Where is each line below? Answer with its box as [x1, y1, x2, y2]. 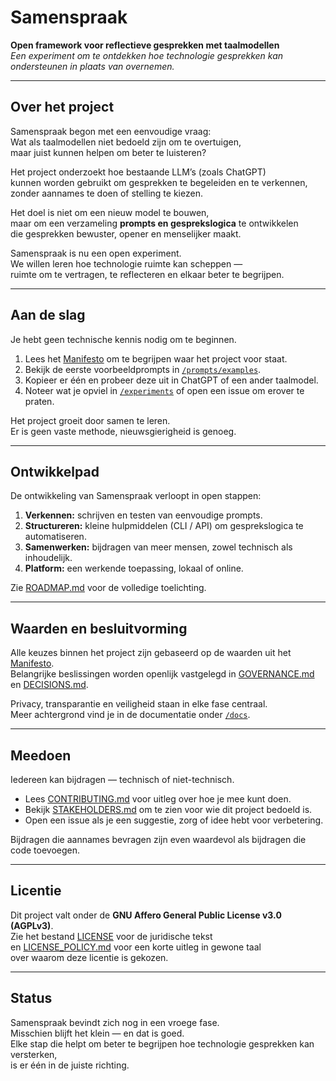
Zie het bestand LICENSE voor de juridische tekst [10, 930, 213, 942]
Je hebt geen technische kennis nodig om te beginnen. [10, 333, 237, 345]
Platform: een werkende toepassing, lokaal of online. [24, 562, 244, 575]
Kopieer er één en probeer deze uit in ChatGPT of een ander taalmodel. [24, 374, 319, 386]
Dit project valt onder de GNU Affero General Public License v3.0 [10, 909, 282, 921]
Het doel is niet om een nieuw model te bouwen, [10, 206, 210, 218]
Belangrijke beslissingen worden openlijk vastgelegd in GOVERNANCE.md [10, 668, 315, 680]
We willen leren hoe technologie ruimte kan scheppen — [10, 257, 243, 270]
